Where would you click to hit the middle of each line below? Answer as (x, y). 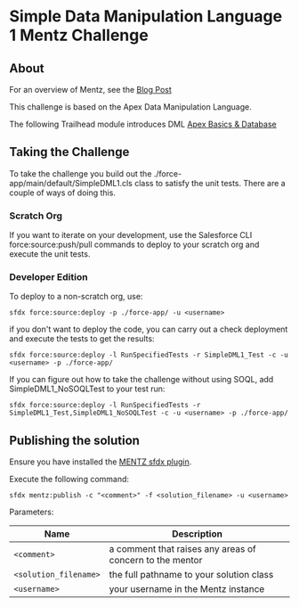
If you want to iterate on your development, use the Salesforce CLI (131, 235)
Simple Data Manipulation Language (146, 16)
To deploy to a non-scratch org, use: (76, 297)
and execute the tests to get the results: (82, 339)
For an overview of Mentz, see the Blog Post (90, 90)
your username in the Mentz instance (187, 589)
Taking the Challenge (69, 152)
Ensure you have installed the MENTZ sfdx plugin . (101, 462)
